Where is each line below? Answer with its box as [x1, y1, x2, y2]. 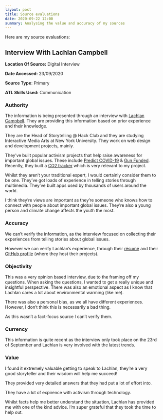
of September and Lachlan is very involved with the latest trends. [5, 342, 135, 348]
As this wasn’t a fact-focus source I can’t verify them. [5, 313, 112, 320]
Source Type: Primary [5, 80, 50, 86]
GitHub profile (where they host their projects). [5, 251, 99, 257]
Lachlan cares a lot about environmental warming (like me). [5, 289, 124, 295]
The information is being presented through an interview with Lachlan [5, 113, 145, 119]
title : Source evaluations [5, 12, 60, 17]
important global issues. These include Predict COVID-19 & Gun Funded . [5, 158, 150, 163]
